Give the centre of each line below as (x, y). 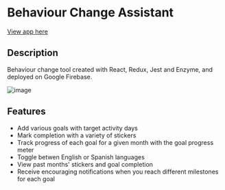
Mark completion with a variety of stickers (76, 135)
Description (33, 53)
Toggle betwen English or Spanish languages (81, 157)
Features (26, 112)
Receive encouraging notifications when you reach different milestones (118, 172)
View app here (27, 31)
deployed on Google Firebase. (50, 77)
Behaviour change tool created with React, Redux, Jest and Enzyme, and (110, 69)
